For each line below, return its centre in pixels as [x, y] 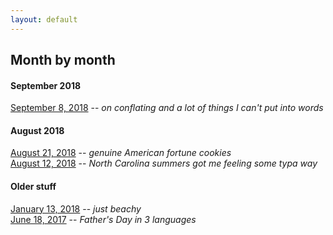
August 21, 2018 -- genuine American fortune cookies [121, 153]
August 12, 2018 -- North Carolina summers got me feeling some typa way [164, 163]
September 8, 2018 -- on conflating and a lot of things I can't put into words [167, 108]
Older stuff [33, 187]
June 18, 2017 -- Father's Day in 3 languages [103, 219]
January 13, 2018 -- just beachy [76, 208]
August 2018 [37, 130]
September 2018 [46, 85]
